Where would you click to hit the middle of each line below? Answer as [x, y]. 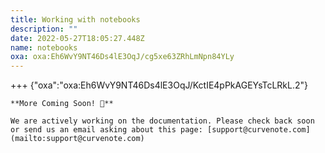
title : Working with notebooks [75, 19]
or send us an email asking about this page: [106, 130]
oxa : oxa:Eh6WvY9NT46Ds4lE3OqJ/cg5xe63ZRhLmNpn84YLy [122, 57]
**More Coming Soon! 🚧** [62, 104]
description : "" [44, 29]
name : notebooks [44, 47]
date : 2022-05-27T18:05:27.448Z [77, 38]
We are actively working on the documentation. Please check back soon [162, 121]
